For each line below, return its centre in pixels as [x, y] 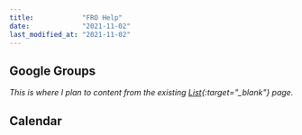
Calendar [36, 121]
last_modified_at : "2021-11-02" [70, 34]
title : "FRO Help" [66, 18]
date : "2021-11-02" [70, 26]
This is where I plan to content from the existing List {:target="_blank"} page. [151, 93]
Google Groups [53, 71]
